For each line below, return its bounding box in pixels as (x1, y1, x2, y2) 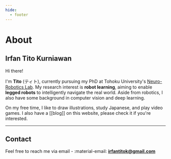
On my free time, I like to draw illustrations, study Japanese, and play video (5, 105, 163, 111)
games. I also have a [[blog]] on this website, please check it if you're (5, 110, 151, 116)
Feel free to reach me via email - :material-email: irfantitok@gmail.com (5, 148, 156, 154)
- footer (10, 12, 28, 17)
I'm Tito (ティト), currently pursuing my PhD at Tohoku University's (5, 78, 146, 84)
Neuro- (147, 78, 162, 84)
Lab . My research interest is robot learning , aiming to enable (24, 84, 153, 90)
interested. (5, 115, 28, 121)
